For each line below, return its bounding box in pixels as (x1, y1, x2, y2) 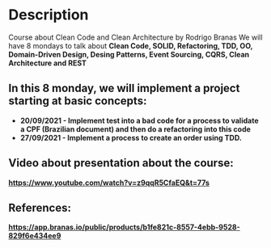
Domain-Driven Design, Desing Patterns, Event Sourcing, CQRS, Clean (8, 49, 250, 59)
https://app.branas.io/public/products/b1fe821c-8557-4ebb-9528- (8, 222, 240, 232)
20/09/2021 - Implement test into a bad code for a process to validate (19, 116, 259, 125)
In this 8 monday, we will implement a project (8, 82, 240, 95)
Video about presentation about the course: (8, 156, 234, 170)
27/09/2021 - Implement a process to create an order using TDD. (19, 132, 243, 142)
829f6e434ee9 (8, 231, 61, 241)
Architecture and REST (8, 58, 87, 68)
